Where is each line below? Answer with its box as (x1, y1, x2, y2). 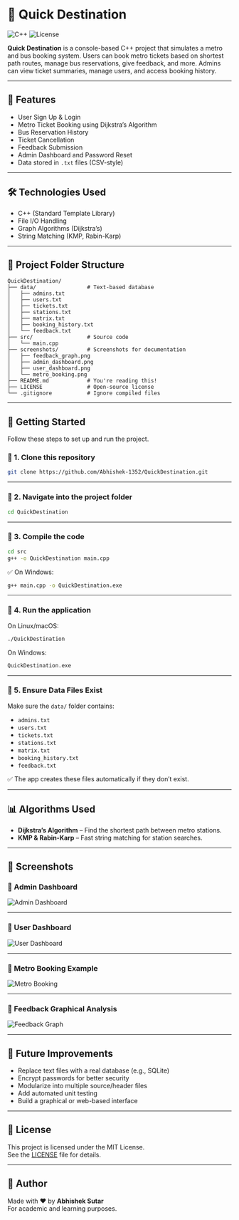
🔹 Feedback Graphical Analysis (7, 1003, 117, 1013)
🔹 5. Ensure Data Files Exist (7, 685, 103, 695)
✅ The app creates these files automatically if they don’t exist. (7, 774, 190, 783)
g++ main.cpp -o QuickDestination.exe (7, 582, 122, 589)
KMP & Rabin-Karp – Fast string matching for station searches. (17, 833, 203, 842)
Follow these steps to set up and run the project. (7, 434, 149, 444)
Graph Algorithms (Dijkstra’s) (17, 224, 103, 232)
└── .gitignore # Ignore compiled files (7, 390, 161, 397)
